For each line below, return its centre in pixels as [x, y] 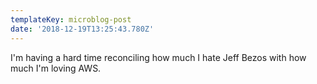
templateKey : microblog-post [71, 19]
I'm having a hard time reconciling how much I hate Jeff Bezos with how [158, 57]
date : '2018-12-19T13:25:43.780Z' [82, 29]
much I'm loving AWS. [56, 68]
